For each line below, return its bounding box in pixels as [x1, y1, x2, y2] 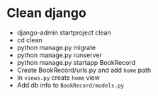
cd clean [16, 35, 43, 44]
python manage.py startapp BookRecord [16, 58, 136, 66]
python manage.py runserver [16, 51, 102, 59]
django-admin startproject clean [16, 28, 111, 37]
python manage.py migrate [16, 43, 96, 52]
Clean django [6, 5, 86, 21]
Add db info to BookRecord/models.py [16, 80, 125, 89]
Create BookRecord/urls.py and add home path [16, 66, 152, 74]
